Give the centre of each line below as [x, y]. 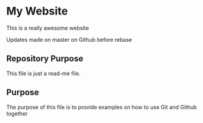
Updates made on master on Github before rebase [69, 39]
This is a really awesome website [48, 28]
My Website [37, 11]
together [17, 113]
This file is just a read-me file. [43, 73]
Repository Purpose [45, 59]
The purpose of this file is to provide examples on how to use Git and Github [102, 107]
